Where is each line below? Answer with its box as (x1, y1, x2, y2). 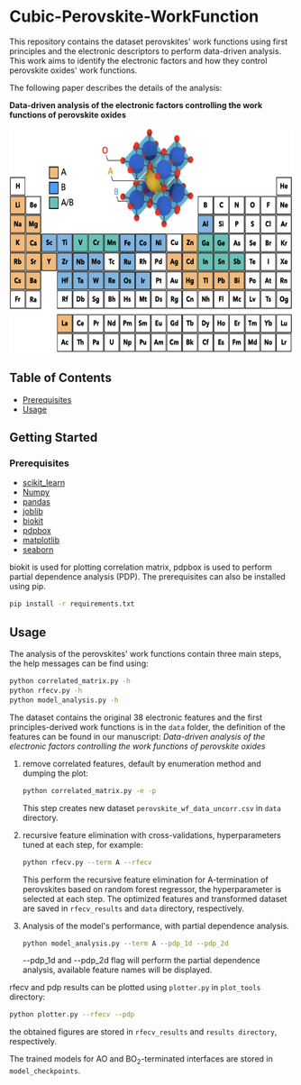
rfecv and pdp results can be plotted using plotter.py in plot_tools (9, 982, 261, 993)
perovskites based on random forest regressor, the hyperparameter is (22, 883, 282, 894)
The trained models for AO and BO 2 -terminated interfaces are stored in (9, 1053, 273, 1067)
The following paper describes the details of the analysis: (9, 82, 223, 93)
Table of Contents (9, 370, 113, 386)
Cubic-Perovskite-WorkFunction (9, 6, 260, 27)
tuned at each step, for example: (22, 839, 144, 850)
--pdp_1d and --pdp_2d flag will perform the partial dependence (22, 955, 260, 966)
